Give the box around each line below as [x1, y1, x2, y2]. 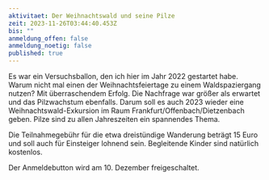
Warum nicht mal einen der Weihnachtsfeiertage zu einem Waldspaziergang [8, 80, 261, 90]
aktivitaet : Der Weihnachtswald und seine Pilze [8, 11, 175, 20]
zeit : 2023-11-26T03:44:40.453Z [8, 19, 117, 27]
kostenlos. [8, 147, 43, 157]
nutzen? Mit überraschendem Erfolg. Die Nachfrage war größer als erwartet [8, 89, 261, 98]
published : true [8, 49, 63, 57]
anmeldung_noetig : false [8, 42, 92, 50]
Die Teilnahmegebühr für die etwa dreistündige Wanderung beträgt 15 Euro [8, 130, 258, 140]
